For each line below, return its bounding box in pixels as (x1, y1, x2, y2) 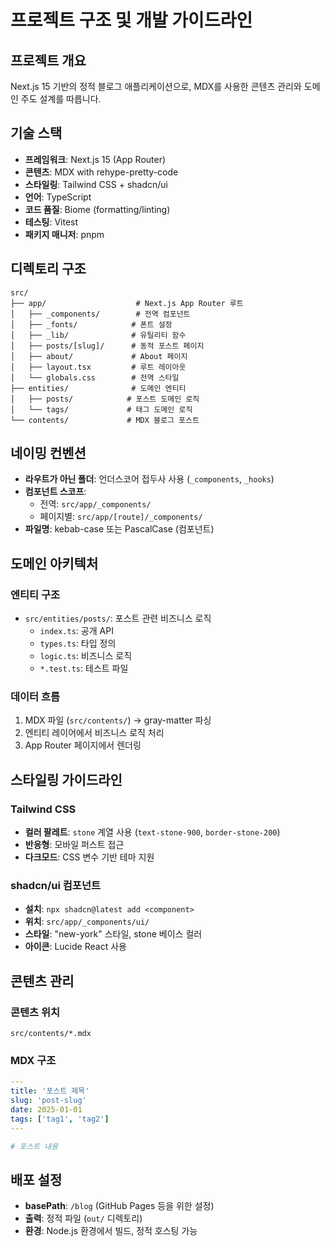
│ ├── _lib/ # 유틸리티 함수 (10, 330, 187, 340)
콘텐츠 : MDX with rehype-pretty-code (24, 166, 179, 178)
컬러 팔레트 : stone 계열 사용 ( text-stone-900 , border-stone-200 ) (24, 826, 281, 838)
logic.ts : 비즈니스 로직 (39, 650, 133, 662)
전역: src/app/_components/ (39, 498, 152, 510)
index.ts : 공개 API (39, 625, 114, 637)
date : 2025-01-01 (10, 1105, 83, 1115)
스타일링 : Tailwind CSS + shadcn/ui (24, 178, 168, 190)
